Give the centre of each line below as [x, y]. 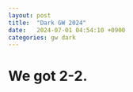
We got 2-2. [48, 76]
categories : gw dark [42, 37]
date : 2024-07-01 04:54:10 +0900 [67, 30]
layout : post [30, 15]
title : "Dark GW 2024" [47, 23]
